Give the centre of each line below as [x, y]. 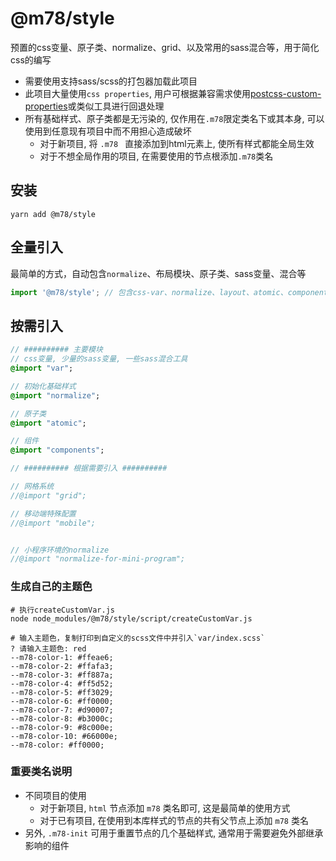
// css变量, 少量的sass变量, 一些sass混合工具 [99, 359]
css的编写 [31, 59]
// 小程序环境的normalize [60, 550]
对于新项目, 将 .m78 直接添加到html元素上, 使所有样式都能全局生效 [177, 143]
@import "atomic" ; [48, 423]
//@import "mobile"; [53, 523]
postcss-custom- [286, 93]
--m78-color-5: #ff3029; [62, 692]
